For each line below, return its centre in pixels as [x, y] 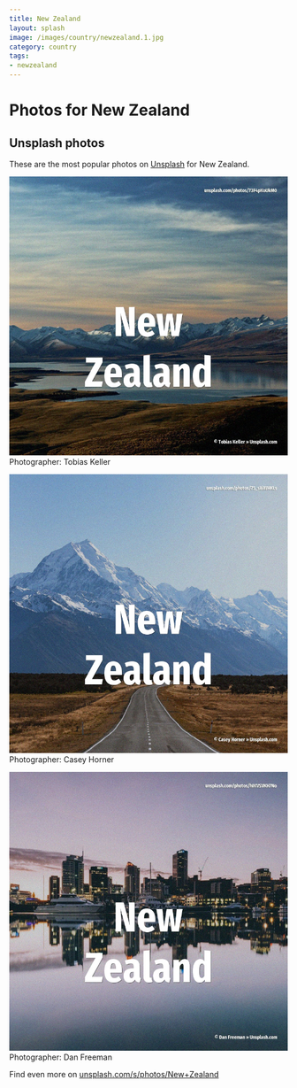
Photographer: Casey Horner [62, 760]
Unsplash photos [57, 143]
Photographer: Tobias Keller [60, 462]
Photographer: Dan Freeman [61, 1057]
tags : [19, 56]
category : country [43, 47]
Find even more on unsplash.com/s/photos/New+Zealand [114, 1074]
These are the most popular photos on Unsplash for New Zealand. [129, 164]
